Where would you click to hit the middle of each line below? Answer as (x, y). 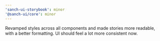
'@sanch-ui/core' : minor (31, 14)
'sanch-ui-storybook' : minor (35, 10)
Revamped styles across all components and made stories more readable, (80, 28)
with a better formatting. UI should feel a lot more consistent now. (71, 33)
